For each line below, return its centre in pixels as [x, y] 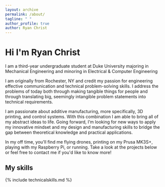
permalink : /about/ [25, 14]
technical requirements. [29, 102]
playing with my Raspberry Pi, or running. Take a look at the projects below [81, 147]
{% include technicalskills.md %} [39, 180]
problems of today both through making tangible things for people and [76, 91]
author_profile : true [27, 23]
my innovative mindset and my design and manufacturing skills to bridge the [82, 127]
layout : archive [22, 10]
